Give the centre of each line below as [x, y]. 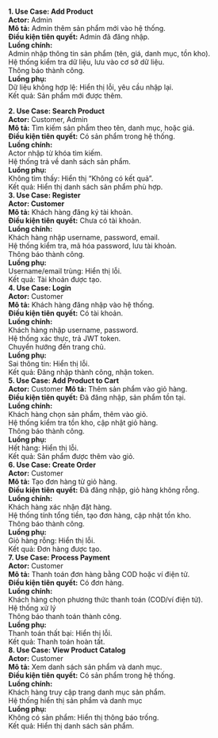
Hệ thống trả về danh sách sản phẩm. [69, 161]
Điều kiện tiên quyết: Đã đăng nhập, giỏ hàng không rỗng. [104, 490]
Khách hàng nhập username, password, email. [84, 237]
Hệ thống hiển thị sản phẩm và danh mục [75, 700]
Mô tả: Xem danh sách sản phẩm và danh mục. [85, 667]
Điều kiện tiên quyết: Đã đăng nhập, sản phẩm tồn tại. [97, 397]
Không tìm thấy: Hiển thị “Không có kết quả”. [81, 178]
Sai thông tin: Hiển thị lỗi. [49, 363]
